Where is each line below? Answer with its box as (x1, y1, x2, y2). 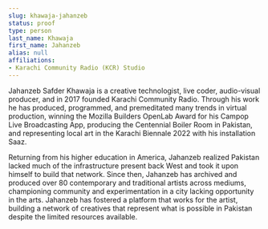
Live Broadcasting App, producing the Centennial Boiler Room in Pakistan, (8, 119, 253, 129)
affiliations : (8, 57, 56, 65)
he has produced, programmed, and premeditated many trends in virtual (8, 102, 247, 112)
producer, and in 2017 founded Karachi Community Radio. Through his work (8, 94, 259, 104)
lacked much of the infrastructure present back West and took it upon (8, 161, 239, 171)
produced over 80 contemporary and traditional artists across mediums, (8, 178, 246, 187)
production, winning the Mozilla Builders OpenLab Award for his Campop (8, 111, 249, 121)
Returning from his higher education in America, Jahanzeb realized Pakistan (8, 152, 260, 162)
